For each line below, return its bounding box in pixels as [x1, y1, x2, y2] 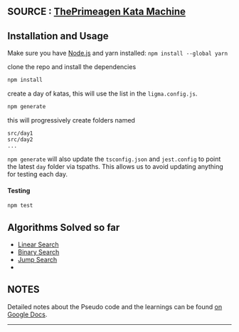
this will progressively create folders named [7, 115, 135, 124]
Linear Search [17, 240, 59, 249]
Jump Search [17, 255, 58, 264]
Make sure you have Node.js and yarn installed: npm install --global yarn [7, 49, 228, 58]
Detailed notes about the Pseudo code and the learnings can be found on [7, 302, 223, 311]
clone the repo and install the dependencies [7, 63, 137, 71]
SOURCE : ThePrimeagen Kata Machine [7, 6, 186, 18]
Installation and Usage [7, 30, 109, 42]
